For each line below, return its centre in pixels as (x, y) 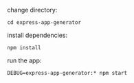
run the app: (24, 60)
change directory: (32, 10)
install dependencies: (37, 35)
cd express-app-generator (44, 23)
